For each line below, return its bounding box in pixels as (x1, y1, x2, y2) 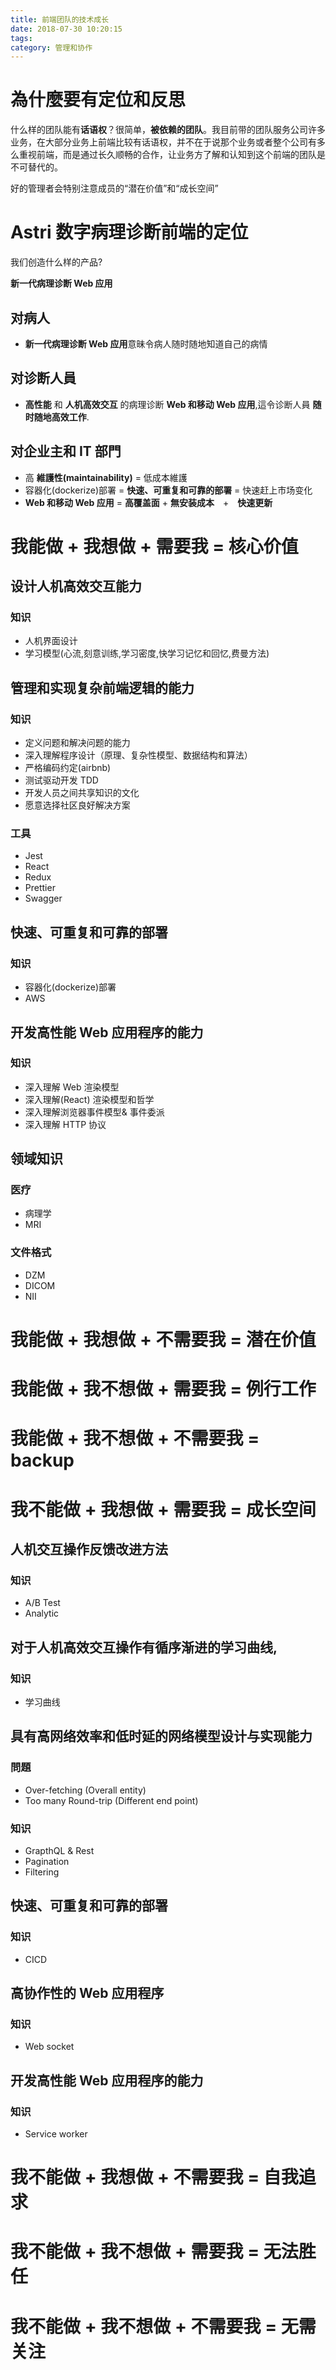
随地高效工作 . (33, 411, 90, 423)
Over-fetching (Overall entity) (24, 1784, 147, 1796)
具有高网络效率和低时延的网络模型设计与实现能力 (10, 1728, 313, 1745)
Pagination (24, 1855, 70, 1867)
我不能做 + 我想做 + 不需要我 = (10, 2166, 260, 2189)
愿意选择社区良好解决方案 (24, 799, 131, 811)
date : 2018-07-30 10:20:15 (10, 24, 123, 34)
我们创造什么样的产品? (10, 256, 103, 268)
